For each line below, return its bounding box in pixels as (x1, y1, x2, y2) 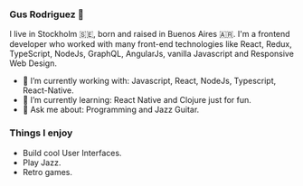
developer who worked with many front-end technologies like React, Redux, (9, 39, 292, 50)
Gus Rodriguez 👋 (9, 8, 84, 21)
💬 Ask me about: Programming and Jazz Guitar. (22, 104, 200, 116)
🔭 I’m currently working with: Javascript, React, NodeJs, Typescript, (22, 76, 277, 87)
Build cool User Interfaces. (22, 147, 122, 158)
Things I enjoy (9, 126, 73, 139)
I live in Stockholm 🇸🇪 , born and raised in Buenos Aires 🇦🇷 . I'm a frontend (9, 29, 291, 40)
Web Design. (9, 58, 57, 69)
